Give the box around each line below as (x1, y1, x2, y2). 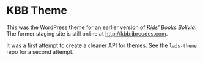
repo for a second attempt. (6, 48, 74, 55)
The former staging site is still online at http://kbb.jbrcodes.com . (6, 30, 168, 37)
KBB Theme (6, 4, 67, 18)
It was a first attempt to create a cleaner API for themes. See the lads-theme (6, 42, 197, 49)
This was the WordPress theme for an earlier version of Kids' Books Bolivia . (6, 24, 197, 31)
